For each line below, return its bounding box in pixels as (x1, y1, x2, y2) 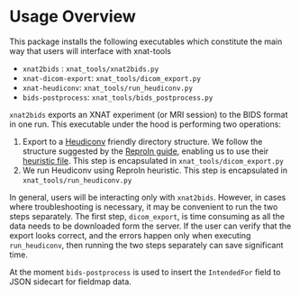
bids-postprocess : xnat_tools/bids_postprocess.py (22, 92, 214, 103)
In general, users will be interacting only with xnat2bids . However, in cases (9, 192, 286, 202)
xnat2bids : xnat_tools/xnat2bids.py (22, 63, 159, 74)
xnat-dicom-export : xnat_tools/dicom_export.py (22, 72, 201, 83)
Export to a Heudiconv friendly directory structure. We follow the (22, 136, 263, 147)
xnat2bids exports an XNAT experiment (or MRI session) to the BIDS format (9, 109, 288, 120)
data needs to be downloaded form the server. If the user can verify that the (9, 220, 292, 231)
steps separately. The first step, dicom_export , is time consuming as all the (9, 211, 286, 221)
